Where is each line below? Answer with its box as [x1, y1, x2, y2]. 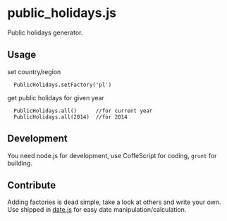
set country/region [7, 67, 61, 76]
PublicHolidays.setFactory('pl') [13, 81, 112, 88]
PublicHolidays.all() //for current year [13, 107, 153, 114]
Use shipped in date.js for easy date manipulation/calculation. [7, 205, 187, 214]
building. [7, 159, 33, 167]
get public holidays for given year [7, 93, 104, 102]
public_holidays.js [7, 5, 117, 21]
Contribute [7, 179, 56, 191]
